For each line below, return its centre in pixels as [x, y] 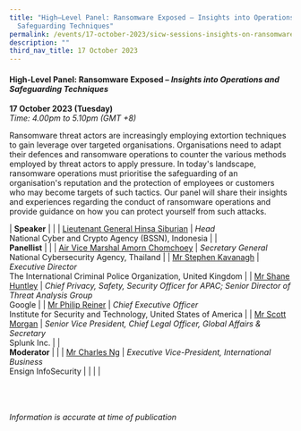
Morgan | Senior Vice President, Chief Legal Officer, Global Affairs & [135, 324]
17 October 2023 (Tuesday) [61, 109]
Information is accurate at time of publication [93, 418]
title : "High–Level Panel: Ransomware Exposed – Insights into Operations [152, 17]
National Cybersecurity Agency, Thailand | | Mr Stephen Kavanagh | [134, 258]
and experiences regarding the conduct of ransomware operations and [140, 202]
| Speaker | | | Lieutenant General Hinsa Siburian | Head [112, 229]
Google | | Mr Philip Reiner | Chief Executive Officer [104, 305]
